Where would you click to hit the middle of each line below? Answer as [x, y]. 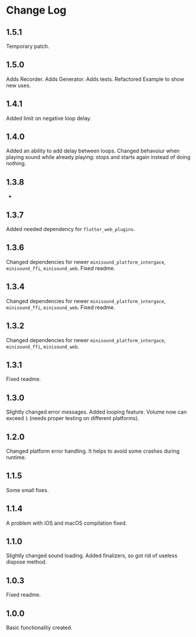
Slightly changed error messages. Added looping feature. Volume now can [97, 412]
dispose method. [26, 562]
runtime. [16, 457]
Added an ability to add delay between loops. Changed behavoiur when [93, 151]
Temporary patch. [28, 46]
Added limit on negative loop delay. [49, 118]
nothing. [16, 164]
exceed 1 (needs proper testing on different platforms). [73, 418]
